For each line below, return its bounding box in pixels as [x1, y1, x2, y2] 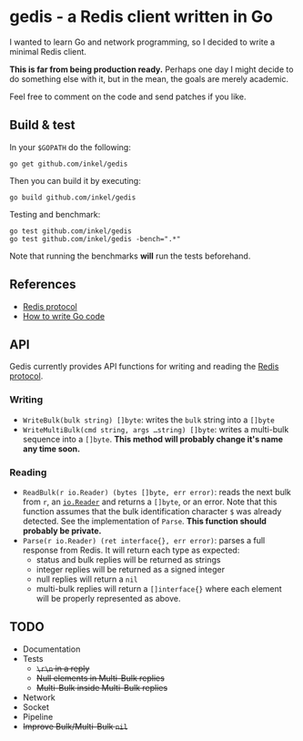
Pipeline [22, 711, 54, 722]
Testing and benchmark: [9, 208, 101, 219]
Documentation [22, 644, 81, 655]
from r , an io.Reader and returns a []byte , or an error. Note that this [22, 496, 278, 507]
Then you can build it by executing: [9, 175, 141, 186]
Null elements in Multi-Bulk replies [35, 672, 166, 684]
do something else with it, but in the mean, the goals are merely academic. [9, 73, 289, 84]
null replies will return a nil [35, 574, 138, 584]
